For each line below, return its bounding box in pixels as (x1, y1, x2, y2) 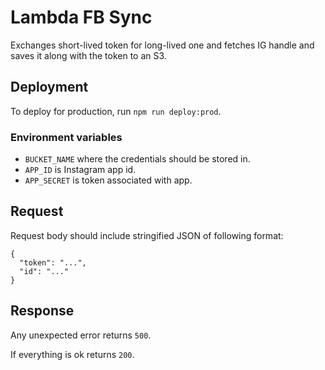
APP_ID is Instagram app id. (24, 164, 137, 176)
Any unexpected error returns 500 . (10, 329, 152, 341)
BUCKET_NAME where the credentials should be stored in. (24, 153, 251, 165)
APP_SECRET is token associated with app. (24, 174, 193, 186)
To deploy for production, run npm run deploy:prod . (10, 105, 222, 117)
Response (10, 302, 75, 320)
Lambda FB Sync (10, 6, 153, 29)
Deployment (10, 79, 89, 96)
